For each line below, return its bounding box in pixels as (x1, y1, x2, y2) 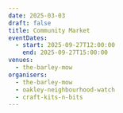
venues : (8, 56, 34, 64)
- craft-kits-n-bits (15, 93, 83, 101)
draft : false (8, 19, 52, 27)
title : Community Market (8, 26, 90, 34)
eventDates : (8, 33, 48, 42)
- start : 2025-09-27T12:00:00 (15, 41, 115, 49)
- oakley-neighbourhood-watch (15, 85, 115, 94)
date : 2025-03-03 (8, 11, 66, 20)
